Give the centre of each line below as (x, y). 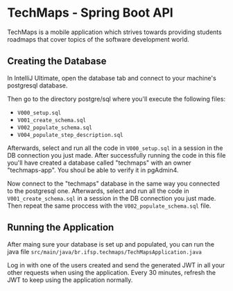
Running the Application (61, 227)
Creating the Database (57, 61)
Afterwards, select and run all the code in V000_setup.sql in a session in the (115, 148)
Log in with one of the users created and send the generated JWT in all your (116, 265)
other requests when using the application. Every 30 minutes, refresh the (112, 272)
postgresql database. (37, 85)
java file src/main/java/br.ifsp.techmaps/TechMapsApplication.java (105, 251)
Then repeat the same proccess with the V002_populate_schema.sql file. (109, 206)
